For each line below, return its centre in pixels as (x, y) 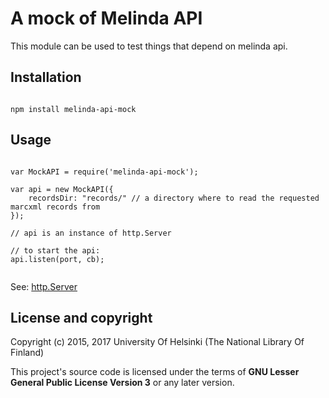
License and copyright (81, 317)
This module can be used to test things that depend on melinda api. (149, 46)
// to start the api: (55, 250)
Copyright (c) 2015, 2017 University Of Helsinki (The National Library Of (157, 342)
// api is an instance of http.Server (91, 233)
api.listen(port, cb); (57, 259)
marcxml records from (55, 207)
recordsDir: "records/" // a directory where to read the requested (174, 198)
